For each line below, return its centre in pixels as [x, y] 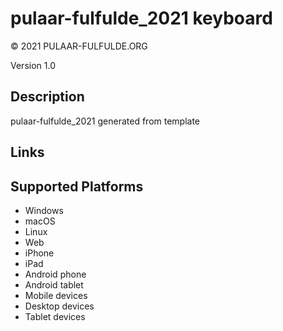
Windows [44, 210]
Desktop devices [59, 306]
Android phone [55, 274]
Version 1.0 [33, 65]
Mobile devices [56, 295]
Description [47, 97]
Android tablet [54, 284]
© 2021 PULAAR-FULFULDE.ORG [79, 46]
